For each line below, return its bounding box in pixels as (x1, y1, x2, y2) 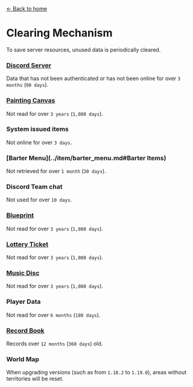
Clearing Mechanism (6, 27, 113, 40)
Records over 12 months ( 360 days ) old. (6, 340, 103, 347)
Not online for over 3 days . (6, 139, 72, 146)
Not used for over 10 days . (6, 196, 72, 204)
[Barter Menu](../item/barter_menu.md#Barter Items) (6, 154, 166, 162)
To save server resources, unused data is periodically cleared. (6, 46, 161, 53)
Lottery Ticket (6, 240, 49, 248)
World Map (6, 355, 39, 363)
